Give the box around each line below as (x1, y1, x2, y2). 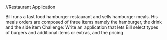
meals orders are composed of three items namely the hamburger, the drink (5, 19, 162, 25)
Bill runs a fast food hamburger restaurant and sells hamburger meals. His (5, 14, 158, 19)
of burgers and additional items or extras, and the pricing (5, 30, 123, 35)
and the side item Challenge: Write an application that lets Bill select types (5, 24, 158, 30)
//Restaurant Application (5, 4, 56, 10)
